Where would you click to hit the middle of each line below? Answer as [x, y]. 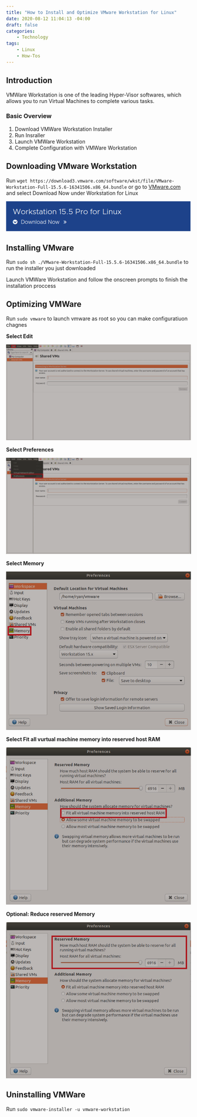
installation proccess [31, 286]
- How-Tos [29, 56]
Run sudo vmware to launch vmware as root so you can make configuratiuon [97, 319]
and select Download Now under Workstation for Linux [72, 193]
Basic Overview [29, 116]
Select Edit [20, 336]
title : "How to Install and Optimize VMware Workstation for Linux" [91, 12]
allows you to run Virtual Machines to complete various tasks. [80, 101]
